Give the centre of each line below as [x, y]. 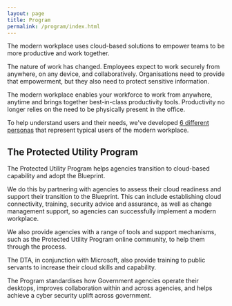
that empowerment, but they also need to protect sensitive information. [108, 82]
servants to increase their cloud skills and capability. [82, 267]
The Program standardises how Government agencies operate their [103, 281]
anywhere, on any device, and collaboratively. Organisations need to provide [116, 74]
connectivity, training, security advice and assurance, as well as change [109, 204]
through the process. [37, 247]
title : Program [29, 20]
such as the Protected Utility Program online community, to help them [106, 240]
